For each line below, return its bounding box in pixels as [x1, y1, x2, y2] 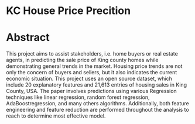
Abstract [6, 31, 50, 44]
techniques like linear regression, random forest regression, [6, 94, 150, 101]
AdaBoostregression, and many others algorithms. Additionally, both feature [6, 100, 189, 107]
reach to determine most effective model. [6, 112, 106, 119]
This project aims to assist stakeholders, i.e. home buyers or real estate [6, 50, 179, 57]
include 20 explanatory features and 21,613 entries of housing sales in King [6, 81, 187, 88]
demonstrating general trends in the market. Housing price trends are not [6, 63, 183, 70]
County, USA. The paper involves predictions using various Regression [6, 88, 177, 95]
